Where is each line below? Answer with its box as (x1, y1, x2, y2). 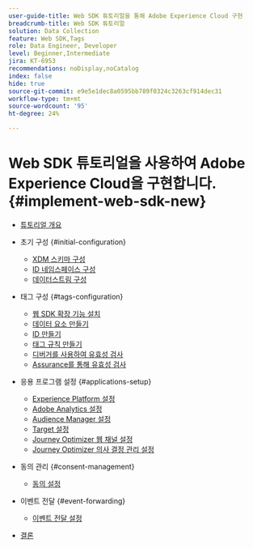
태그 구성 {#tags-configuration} (19, 291, 124, 301)
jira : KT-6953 (8, 57, 57, 66)
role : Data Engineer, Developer (8, 42, 117, 50)
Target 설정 (32, 424, 70, 434)
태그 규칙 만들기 (32, 339, 82, 349)
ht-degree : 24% (8, 110, 60, 118)
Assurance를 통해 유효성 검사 (32, 359, 127, 369)
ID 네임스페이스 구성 (32, 264, 96, 274)
